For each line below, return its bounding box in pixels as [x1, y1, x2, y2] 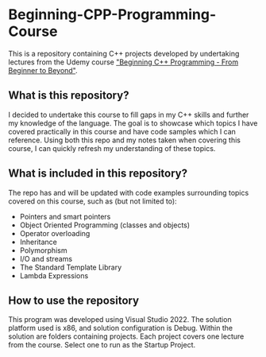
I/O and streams [19, 254, 73, 263]
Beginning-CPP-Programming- [8, 6, 217, 24]
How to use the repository [8, 293, 140, 307]
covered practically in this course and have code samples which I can [8, 126, 237, 136]
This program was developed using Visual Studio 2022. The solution [8, 315, 232, 324]
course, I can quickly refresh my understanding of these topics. [8, 143, 216, 153]
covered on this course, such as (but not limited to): [8, 196, 177, 206]
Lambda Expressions [19, 270, 89, 280]
